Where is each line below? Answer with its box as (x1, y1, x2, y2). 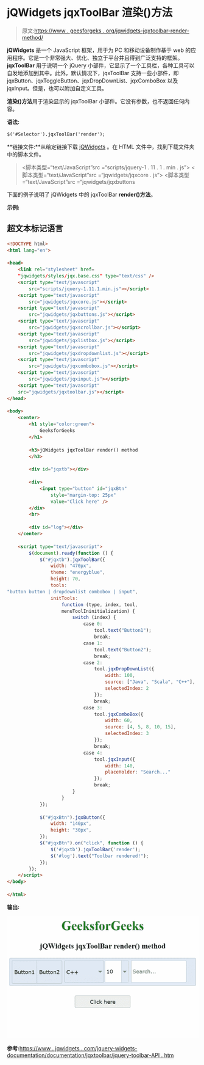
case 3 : (83, 705, 103, 711)
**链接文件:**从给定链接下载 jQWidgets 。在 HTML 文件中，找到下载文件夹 (7, 143, 195, 150)
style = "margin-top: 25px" (50, 492, 116, 498)
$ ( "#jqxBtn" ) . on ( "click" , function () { (39, 840, 144, 846)
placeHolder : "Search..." (105, 769, 171, 775)
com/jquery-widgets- (83, 1045, 138, 1052)
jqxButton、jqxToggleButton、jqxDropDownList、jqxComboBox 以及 (7, 77, 178, 84)
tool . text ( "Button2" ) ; (94, 646, 152, 653)
